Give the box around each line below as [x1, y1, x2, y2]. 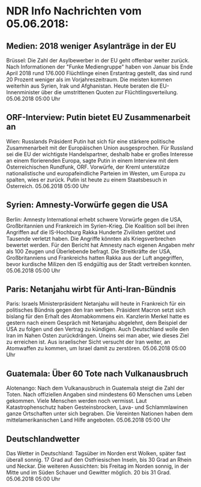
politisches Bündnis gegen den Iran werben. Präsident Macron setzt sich [6, 306, 186, 313]
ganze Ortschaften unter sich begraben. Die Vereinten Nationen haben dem [6, 410, 193, 417]
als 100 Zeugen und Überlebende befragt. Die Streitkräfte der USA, [6, 247, 172, 255]
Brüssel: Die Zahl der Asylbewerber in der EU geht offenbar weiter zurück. [6, 57, 190, 64]
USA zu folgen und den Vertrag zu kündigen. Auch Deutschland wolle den [6, 325, 189, 333]
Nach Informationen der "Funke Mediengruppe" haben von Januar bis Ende [6, 63, 193, 70]
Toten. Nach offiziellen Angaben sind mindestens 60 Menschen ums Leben [6, 391, 192, 398]
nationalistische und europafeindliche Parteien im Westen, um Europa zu [6, 169, 186, 177]
